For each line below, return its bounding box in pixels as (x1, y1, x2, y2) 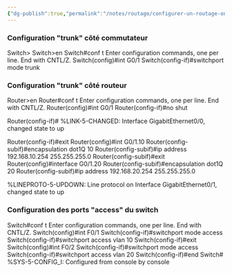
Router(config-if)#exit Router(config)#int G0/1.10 (7, 138, 145, 146)
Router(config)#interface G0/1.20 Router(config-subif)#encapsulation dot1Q (7, 160, 223, 168)
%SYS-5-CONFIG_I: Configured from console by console (7, 257, 170, 266)
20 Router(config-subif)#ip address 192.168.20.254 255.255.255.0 (7, 167, 195, 176)
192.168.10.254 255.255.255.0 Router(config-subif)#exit (7, 153, 165, 161)
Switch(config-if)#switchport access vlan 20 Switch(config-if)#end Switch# (7, 250, 224, 258)
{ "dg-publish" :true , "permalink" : (7, 10, 104, 17)
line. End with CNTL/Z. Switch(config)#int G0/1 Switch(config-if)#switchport (7, 56, 224, 64)
